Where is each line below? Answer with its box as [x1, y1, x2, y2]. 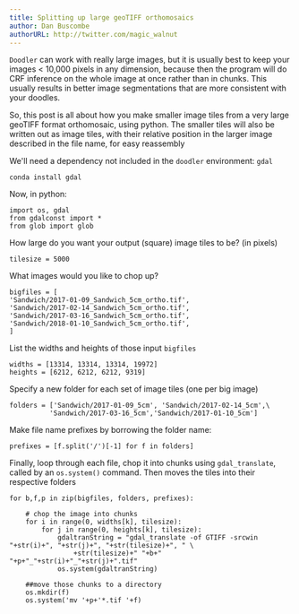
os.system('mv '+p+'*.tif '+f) [25, 596, 142, 605]
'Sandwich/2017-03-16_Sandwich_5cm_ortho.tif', [9, 311, 191, 321]
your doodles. [9, 92, 61, 103]
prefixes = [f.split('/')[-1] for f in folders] [9, 442, 194, 451]
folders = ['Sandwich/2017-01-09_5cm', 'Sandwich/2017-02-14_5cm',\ [9, 401, 270, 411]
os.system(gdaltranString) [56, 565, 158, 574]
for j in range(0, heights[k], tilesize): [41, 525, 202, 534]
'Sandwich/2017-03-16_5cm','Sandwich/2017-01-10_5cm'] [48, 409, 258, 418]
